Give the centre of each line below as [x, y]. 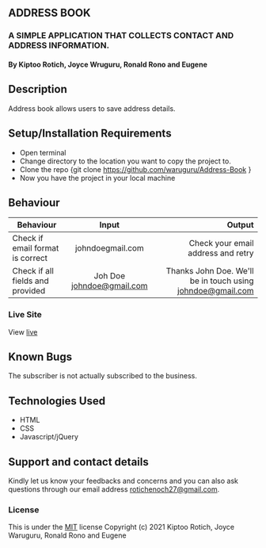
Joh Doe [109, 276]
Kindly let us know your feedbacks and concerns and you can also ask [123, 481]
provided [29, 291]
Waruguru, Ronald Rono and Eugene [67, 535]
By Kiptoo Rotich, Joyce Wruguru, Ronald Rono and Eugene [108, 64]
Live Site [25, 315]
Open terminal [43, 152]
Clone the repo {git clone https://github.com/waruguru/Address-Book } [135, 169]
